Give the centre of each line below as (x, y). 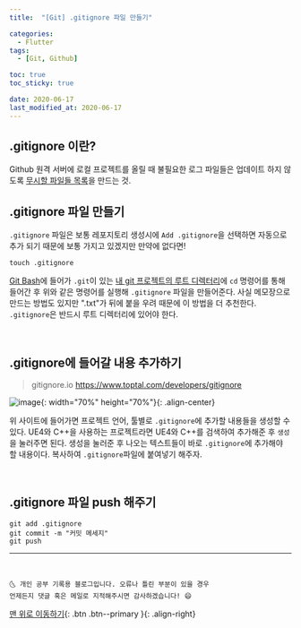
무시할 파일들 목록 (57, 181)
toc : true (28, 75)
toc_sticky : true (42, 83)
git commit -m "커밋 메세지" (59, 533)
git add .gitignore (46, 524)
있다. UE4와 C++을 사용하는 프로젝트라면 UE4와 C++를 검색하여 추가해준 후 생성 (150, 432)
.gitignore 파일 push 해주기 (83, 503)
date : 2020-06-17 (42, 99)
